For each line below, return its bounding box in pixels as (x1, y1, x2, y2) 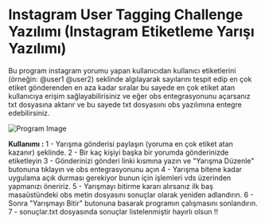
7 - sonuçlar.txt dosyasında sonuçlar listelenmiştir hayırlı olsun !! (8, 206, 219, 216)
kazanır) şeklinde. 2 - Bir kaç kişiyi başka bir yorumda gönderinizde (8, 147, 229, 157)
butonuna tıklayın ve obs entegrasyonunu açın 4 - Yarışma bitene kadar (8, 164, 243, 174)
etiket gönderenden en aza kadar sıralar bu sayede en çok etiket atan (8, 82, 236, 92)
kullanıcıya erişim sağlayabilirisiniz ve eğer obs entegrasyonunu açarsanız (8, 91, 251, 100)
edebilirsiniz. (8, 108, 50, 117)
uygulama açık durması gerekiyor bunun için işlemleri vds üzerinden (8, 173, 232, 183)
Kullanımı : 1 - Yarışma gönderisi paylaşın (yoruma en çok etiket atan (8, 139, 233, 148)
